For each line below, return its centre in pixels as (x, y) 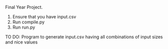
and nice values (21, 42)
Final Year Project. (24, 7)
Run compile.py (28, 22)
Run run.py (24, 27)
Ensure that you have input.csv (44, 17)
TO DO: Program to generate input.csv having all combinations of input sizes (84, 37)
